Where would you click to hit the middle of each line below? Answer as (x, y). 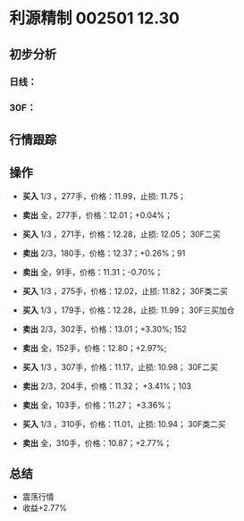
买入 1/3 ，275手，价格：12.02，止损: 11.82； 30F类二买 (125, 290)
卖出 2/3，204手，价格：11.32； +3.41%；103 (107, 386)
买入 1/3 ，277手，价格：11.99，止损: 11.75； (104, 196)
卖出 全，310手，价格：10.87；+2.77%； (97, 442)
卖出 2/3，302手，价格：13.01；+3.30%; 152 (105, 329)
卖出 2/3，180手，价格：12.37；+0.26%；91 (104, 253)
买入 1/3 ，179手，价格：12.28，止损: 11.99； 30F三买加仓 (128, 310)
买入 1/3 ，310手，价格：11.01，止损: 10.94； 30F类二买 (124, 424)
